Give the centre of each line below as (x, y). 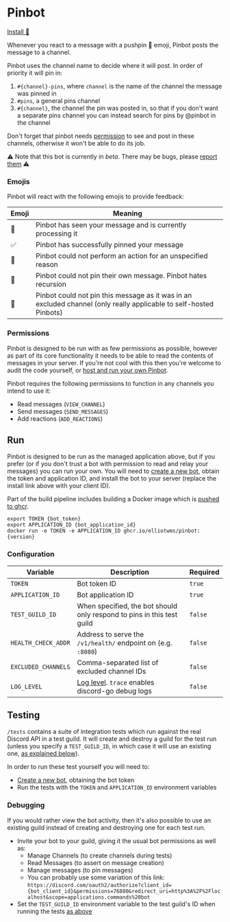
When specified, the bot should (127, 606)
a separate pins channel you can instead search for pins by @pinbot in (116, 115)
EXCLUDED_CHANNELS (40, 667)
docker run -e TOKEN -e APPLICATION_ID (64, 531)
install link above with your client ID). (59, 486)
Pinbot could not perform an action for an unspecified (122, 256)
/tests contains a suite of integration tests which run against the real (104, 732)
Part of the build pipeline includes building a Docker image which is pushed (113, 499)
